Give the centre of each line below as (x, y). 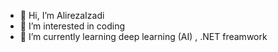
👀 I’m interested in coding (72, 26)
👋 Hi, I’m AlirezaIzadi (62, 15)
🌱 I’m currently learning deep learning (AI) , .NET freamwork (143, 36)
